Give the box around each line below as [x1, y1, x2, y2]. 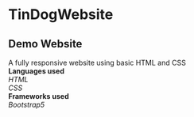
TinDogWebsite [8, 6, 114, 24]
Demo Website [8, 37, 83, 51]
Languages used [8, 66, 65, 76]
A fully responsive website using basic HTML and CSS [8, 58, 187, 67]
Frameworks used [8, 92, 69, 100]
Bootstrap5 [8, 100, 45, 109]
